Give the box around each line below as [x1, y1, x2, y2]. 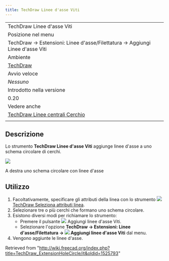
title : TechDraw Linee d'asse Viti [5, 7, 80, 13]
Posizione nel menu [8, 31, 54, 38]
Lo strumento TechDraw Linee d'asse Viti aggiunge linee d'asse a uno [5, 143, 152, 149]
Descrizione [5, 130, 44, 139]
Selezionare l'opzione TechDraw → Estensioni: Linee [20, 224, 131, 230]
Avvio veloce [8, 70, 38, 77]
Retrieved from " [5, 245, 39, 251]
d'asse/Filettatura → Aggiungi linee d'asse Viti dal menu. [20, 230, 147, 236]
